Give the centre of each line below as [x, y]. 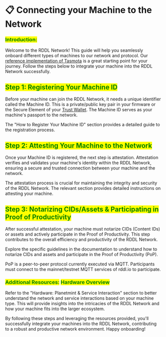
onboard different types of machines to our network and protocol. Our [77, 56]
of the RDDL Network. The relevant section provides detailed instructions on [83, 188]
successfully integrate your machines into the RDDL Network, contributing [81, 324]
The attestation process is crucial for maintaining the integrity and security [81, 183]
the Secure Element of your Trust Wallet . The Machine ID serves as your [79, 110]
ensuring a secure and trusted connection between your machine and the [80, 168]
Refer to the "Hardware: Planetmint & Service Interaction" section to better [81, 293]
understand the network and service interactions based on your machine [80, 298]
